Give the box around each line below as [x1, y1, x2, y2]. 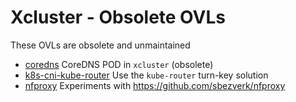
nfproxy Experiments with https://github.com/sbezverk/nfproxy [24, 79, 286, 91]
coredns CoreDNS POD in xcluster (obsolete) [24, 58, 214, 70]
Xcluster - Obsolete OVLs [10, 6, 226, 29]
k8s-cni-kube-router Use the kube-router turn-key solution [24, 69, 269, 81]
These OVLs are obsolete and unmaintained [10, 39, 191, 51]
